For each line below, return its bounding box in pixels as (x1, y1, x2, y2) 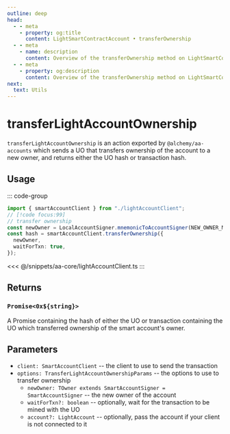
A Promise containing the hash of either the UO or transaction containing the (7, 317, 223, 325)
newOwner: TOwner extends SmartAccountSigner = (27, 385, 166, 392)
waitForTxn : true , (13, 243, 66, 251)
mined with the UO (27, 406, 80, 414)
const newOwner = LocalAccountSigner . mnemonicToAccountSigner (7, 224, 188, 231)
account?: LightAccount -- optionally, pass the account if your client (27, 413, 220, 421)
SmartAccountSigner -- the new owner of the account (27, 391, 177, 399)
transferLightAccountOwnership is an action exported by (7, 139, 166, 148)
